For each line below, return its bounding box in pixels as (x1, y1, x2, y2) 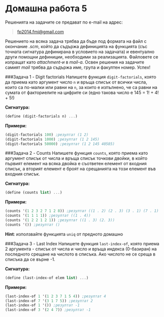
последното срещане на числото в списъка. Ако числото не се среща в (5, 251, 156, 257)
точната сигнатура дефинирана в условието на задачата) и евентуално (5, 49, 155, 55)
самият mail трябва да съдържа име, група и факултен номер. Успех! (5, 64, 151, 70)
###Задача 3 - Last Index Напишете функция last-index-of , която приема (5, 240, 160, 246)
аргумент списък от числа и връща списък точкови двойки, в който (5, 155, 148, 161)
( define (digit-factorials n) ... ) (5, 114, 78, 118)
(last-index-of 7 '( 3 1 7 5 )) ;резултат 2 (5, 298, 93, 303)
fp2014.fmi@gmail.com (17, 29, 64, 34)
